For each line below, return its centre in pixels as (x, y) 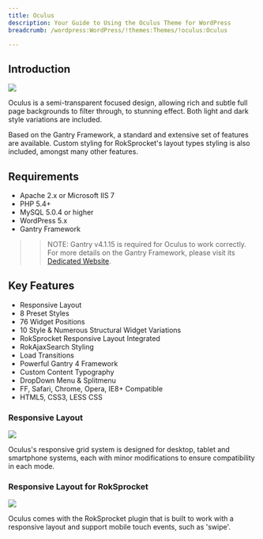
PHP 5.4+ (35, 204)
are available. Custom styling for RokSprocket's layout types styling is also (129, 144)
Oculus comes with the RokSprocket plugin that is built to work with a (121, 518)
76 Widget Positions (52, 321)
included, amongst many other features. (73, 152)
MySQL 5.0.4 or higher (56, 212)
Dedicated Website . (79, 261)
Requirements (43, 176)
